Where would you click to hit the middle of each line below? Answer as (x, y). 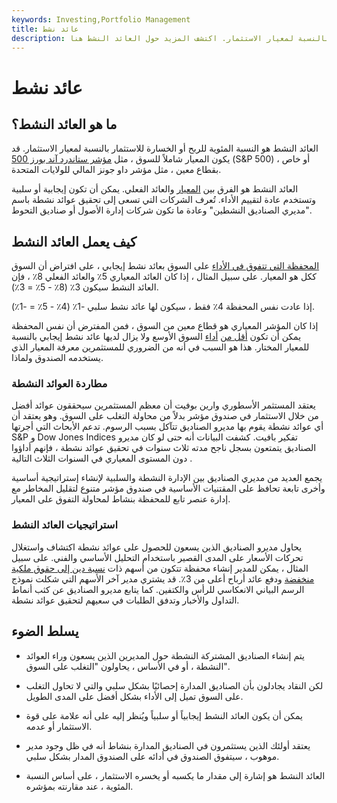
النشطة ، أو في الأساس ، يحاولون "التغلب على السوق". (127, 666)
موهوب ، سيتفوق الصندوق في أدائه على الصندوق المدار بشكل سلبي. (152, 756)
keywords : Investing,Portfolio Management (101, 19)
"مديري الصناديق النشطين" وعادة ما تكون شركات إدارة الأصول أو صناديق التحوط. (162, 210)
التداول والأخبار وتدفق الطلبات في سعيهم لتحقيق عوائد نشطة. (125, 600)
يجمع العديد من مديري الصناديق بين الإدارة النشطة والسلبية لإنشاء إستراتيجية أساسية (167, 478)
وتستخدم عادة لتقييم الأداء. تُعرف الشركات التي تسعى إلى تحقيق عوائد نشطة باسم (164, 200)
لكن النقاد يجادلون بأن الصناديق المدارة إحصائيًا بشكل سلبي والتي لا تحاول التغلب (174, 685)
